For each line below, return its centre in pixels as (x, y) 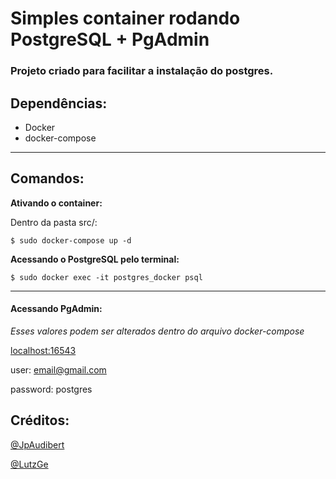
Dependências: (59, 103)
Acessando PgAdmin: (56, 309)
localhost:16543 (43, 350)
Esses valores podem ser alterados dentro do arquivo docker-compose (157, 331)
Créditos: (40, 420)
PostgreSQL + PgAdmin (110, 39)
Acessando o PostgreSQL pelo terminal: (95, 259)
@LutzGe (29, 464)
